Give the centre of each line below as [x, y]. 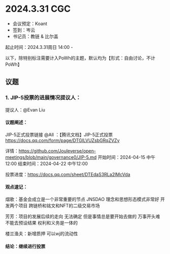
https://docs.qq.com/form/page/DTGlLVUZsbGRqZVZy [63, 140]
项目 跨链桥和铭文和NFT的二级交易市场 [59, 206]
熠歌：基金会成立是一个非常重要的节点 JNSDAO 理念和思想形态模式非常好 [82, 200]
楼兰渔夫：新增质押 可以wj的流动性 [42, 234]
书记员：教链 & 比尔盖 [35, 36]
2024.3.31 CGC [38, 9]
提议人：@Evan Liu [25, 109]
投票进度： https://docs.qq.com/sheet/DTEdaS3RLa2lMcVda [68, 174]
